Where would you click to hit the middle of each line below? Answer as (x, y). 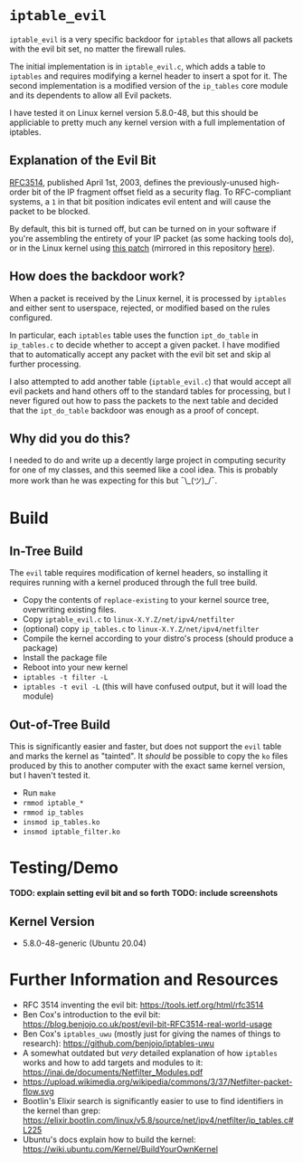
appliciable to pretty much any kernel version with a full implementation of (147, 122)
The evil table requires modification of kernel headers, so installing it (139, 573)
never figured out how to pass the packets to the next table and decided (144, 400)
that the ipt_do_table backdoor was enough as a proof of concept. (134, 410)
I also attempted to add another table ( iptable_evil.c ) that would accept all (150, 381)
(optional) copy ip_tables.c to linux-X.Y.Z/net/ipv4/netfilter (141, 629)
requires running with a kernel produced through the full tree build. (133, 583)
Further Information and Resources (144, 980)
